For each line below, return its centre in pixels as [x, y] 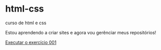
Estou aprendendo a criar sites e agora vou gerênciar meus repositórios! [81, 32]
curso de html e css [26, 23]
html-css [25, 9]
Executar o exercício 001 [31, 42]
